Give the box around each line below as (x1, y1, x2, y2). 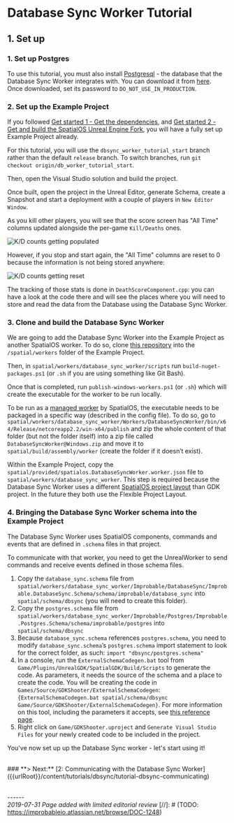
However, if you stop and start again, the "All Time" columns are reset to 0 (7, 251, 221, 259)
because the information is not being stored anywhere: (7, 258, 166, 267)
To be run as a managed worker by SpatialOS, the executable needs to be (7, 404, 219, 412)
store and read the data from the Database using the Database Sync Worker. (7, 300, 228, 309)
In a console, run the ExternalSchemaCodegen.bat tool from (17, 655, 184, 664)
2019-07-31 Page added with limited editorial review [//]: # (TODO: (7, 800, 199, 808)
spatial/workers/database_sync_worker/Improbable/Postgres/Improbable (17, 613, 228, 620)
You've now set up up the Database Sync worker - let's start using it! (7, 743, 205, 752)
